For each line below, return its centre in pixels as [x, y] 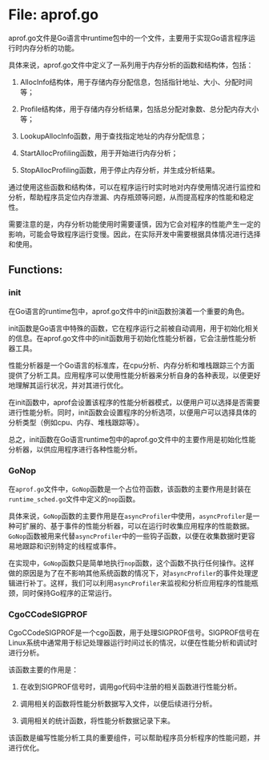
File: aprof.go [53, 15]
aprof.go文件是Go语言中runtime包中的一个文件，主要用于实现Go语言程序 [128, 38]
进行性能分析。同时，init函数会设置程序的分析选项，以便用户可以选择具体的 [132, 412]
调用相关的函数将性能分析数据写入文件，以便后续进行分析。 [118, 704]
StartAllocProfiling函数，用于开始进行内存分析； [99, 153]
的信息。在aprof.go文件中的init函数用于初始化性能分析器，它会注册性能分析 [132, 338]
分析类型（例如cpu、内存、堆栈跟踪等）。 [76, 422]
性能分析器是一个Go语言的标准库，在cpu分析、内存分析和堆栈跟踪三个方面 [131, 365]
